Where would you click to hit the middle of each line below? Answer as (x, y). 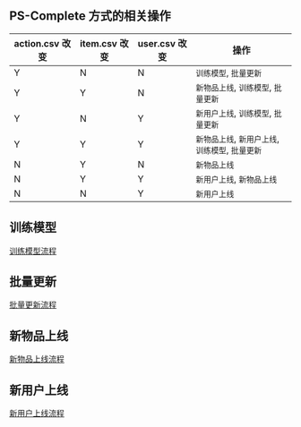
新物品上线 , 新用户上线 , (237, 139)
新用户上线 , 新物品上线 (236, 179)
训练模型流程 (33, 251)
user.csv (157, 43)
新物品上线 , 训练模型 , (234, 87)
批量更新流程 (33, 305)
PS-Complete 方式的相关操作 (90, 16)
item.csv (99, 43)
